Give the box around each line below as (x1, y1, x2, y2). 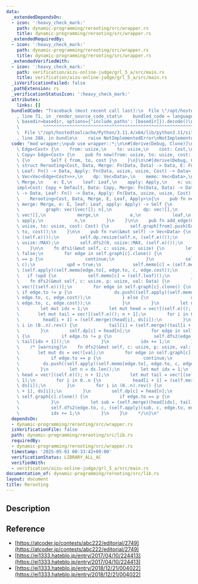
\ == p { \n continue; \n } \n (16, 256, 154, 262)
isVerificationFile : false (11, 427, 78, 433)
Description (6, 504, 50, 514)
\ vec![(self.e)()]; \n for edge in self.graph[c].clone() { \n (16, 283, 192, 290)
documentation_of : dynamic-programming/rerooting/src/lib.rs (6, 471, 160, 477)
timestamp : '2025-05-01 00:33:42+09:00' (11, 449, 112, 454)
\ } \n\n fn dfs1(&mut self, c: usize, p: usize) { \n (16, 245, 165, 251)
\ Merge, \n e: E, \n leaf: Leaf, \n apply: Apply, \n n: (16, 179, 183, 185)
